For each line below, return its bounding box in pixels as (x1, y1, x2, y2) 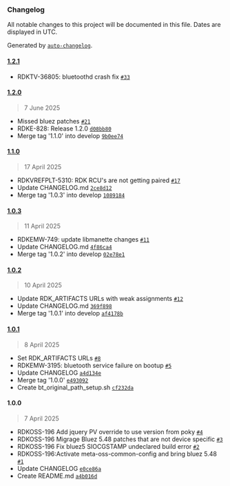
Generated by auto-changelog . (7, 41, 93, 50)
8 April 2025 (23, 340, 60, 349)
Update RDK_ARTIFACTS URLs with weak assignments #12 (17, 295, 184, 303)
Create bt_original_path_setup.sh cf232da (17, 383, 134, 391)
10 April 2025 (23, 281, 62, 289)
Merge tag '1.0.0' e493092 (17, 376, 89, 384)
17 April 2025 (23, 162, 62, 171)
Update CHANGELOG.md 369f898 (17, 302, 112, 310)
